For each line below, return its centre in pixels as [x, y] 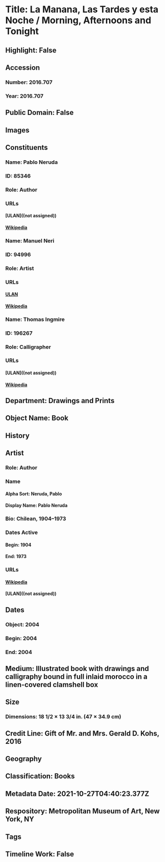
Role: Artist [20, 268]
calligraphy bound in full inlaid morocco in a [76, 676]
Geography [24, 759]
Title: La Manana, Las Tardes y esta [82, 9]
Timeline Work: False [40, 854]
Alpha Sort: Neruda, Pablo [34, 493]
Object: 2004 [22, 624]
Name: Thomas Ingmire [35, 319]
